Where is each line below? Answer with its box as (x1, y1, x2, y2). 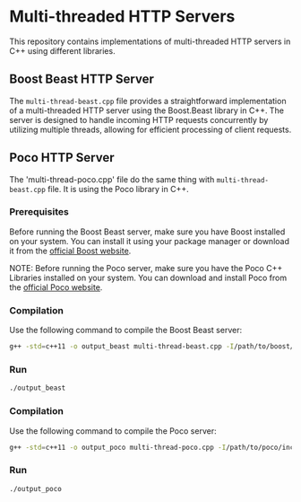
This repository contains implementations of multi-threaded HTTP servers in (9, 36, 291, 47)
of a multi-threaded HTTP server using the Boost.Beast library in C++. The (9, 105, 285, 116)
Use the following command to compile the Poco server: (9, 425, 217, 436)
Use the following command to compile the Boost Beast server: (9, 325, 243, 336)
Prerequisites (9, 206, 69, 218)
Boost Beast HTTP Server (9, 72, 155, 87)
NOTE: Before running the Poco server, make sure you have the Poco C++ (9, 262, 283, 273)
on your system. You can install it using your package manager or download (9, 235, 289, 246)
